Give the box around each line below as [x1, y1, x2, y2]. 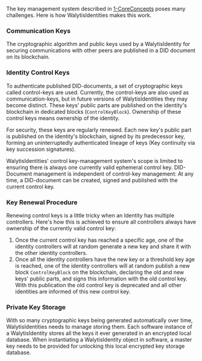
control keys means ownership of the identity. [6, 114, 120, 122]
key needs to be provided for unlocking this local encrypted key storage [6, 342, 185, 350]
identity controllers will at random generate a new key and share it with [14, 242, 191, 250]
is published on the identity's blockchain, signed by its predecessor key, [6, 133, 186, 140]
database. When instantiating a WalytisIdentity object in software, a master [6, 336, 192, 343]
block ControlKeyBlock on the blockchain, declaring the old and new [14, 268, 185, 276]
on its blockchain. [6, 53, 50, 61]
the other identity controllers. [14, 249, 87, 256]
